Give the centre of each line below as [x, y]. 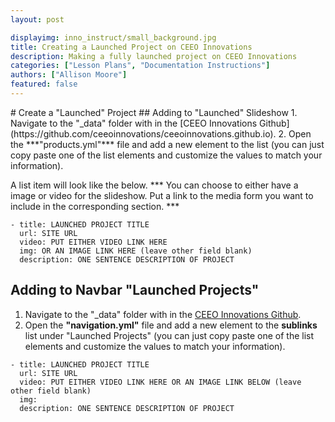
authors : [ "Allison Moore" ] [69, 75]
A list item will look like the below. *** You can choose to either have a [154, 185]
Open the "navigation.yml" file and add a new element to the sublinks [171, 325]
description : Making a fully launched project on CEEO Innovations [154, 56]
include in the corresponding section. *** [95, 206]
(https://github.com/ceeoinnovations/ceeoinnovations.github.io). [143, 133]
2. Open [295, 133]
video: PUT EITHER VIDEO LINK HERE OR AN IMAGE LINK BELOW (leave [160, 382]
